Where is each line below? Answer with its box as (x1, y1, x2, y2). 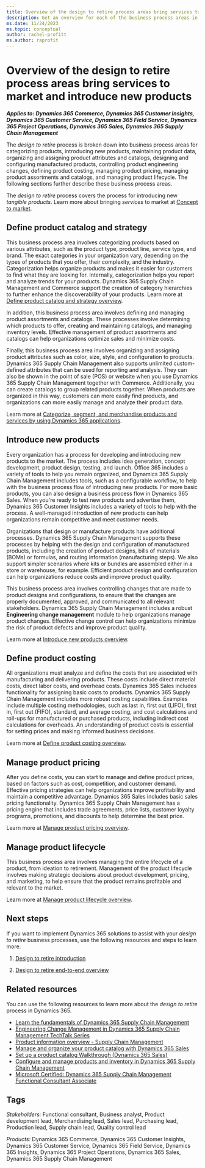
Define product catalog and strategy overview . (6, 297, 123, 304)
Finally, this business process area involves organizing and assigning (6, 346, 180, 354)
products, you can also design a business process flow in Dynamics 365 (6, 490, 189, 497)
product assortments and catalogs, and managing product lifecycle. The (6, 173, 188, 181)
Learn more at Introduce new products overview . (6, 636, 129, 643)
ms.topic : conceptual (6, 26, 62, 32)
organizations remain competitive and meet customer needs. (6, 515, 159, 523)
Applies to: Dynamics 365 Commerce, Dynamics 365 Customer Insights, (6, 109, 195, 117)
